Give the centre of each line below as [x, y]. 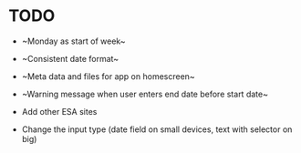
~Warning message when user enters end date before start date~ [145, 94]
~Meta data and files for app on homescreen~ [108, 76]
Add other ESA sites [59, 111]
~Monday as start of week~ [73, 41]
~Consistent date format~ [70, 58]
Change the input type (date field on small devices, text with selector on [157, 129]
